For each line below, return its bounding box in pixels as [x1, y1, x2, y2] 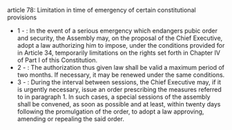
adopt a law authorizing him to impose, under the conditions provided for [17, 41, 225, 49]
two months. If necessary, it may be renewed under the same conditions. [17, 71, 225, 79]
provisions [7, 13, 37, 21]
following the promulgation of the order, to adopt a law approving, [17, 107, 204, 115]
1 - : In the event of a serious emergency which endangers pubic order [17, 27, 217, 35]
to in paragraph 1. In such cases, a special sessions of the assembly [17, 93, 211, 101]
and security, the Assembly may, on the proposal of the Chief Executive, [17, 34, 223, 42]
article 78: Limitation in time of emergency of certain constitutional [7, 6, 196, 14]
